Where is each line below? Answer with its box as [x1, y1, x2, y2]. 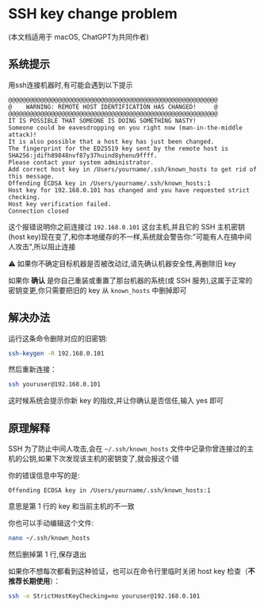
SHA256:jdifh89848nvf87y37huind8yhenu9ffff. [8, 152, 158, 160]
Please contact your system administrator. [8, 158, 155, 167]
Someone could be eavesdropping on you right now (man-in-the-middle [8, 124, 243, 132]
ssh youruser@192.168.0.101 [8, 380, 101, 389]
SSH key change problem [8, 5, 178, 23]
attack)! [8, 130, 37, 139]
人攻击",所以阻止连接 [8, 241, 76, 251]
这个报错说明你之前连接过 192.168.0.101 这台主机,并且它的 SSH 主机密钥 [8, 221, 246, 231]
